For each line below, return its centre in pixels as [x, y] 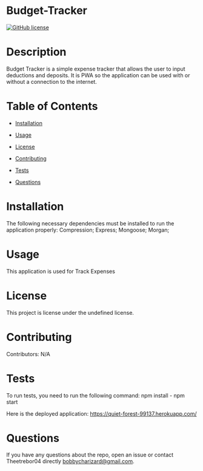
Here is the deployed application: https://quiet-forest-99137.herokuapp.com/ [101, 413]
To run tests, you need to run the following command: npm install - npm [95, 395]
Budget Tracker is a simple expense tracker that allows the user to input [96, 69]
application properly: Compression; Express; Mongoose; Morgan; [88, 230]
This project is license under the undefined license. [70, 312]
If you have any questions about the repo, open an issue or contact [90, 455]
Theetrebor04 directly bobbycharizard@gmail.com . [70, 461]
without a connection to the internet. [52, 81]
